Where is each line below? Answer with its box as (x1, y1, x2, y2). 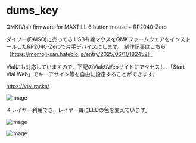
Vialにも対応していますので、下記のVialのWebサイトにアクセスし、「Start (6, 63, 185, 70)
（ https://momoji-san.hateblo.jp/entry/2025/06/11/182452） (6, 50, 153, 57)
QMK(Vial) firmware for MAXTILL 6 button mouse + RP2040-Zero (6, 23, 167, 30)
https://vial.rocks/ (6, 82, 49, 89)
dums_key (6, 4, 58, 17)
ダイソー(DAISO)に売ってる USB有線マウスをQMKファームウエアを (6, 35, 170, 42)
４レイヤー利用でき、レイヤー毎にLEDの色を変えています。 (6, 106, 151, 113)
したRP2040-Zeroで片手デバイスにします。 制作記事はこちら (16, 43, 166, 50)
